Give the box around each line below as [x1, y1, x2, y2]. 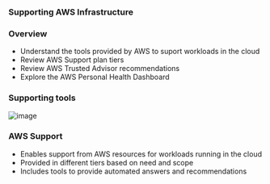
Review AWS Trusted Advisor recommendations [19, 64, 180, 73]
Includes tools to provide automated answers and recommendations [19, 166, 247, 176]
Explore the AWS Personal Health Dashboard [19, 72, 170, 82]
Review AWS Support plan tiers [19, 55, 124, 65]
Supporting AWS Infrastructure [8, 6, 133, 18]
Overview [8, 27, 48, 39]
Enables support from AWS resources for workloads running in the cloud [19, 148, 263, 159]
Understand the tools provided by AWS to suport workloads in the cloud [19, 47, 260, 56]
